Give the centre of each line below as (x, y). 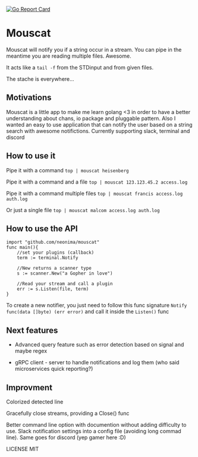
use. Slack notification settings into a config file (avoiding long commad (94, 431)
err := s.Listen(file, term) (53, 289)
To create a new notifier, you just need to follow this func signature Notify (97, 305)
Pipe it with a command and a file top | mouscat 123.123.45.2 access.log (97, 182)
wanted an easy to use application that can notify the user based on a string (99, 124)
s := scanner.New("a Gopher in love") (65, 273)
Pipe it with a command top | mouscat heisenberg (67, 170)
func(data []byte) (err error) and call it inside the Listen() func (88, 311)
